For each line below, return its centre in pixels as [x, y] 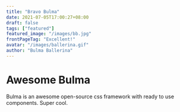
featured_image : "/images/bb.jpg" [49, 34]
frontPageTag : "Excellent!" [41, 39]
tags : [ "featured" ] [30, 28]
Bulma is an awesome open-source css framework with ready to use [90, 97]
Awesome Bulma [48, 80]
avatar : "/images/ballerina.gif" [48, 45]
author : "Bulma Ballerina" [40, 51]
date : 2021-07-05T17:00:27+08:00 [48, 17]
